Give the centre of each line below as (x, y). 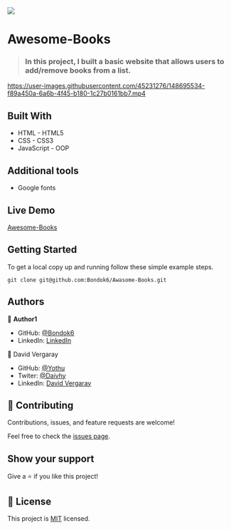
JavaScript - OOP (43, 148)
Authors (26, 302)
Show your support (51, 458)
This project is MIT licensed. (49, 518)
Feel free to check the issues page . (59, 436)
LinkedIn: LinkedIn (44, 340)
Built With (29, 116)
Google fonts (37, 188)
